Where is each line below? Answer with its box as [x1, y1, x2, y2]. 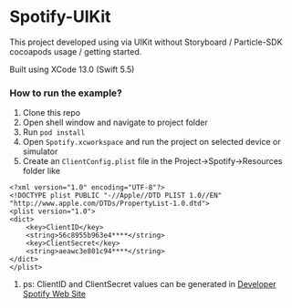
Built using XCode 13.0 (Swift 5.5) [9, 64, 135, 75]
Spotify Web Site [22, 289, 87, 300]
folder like [22, 166, 61, 177]
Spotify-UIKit [9, 6, 111, 27]
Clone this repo [22, 108, 80, 118]
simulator [22, 146, 58, 157]
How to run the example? [9, 87, 123, 99]
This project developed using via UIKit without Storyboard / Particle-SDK [9, 36, 283, 47]
